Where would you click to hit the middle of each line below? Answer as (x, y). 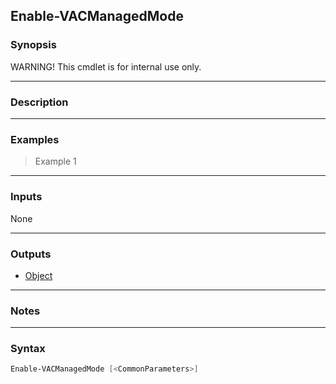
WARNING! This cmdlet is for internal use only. (106, 66)
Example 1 (55, 161)
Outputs (31, 254)
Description (39, 102)
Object (38, 275)
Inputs (26, 197)
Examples (35, 139)
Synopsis (33, 45)
